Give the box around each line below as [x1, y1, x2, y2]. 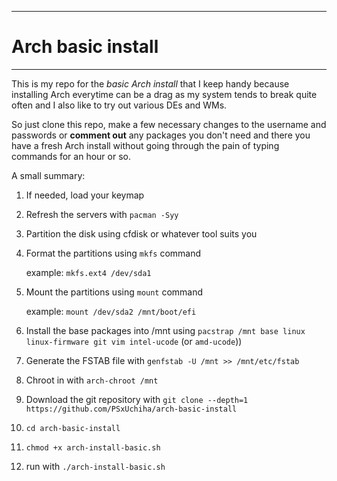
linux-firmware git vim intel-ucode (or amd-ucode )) [25, 335, 243, 347]
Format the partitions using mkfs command [25, 247, 202, 259]
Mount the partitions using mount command [25, 286, 204, 298]
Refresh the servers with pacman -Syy [25, 208, 179, 220]
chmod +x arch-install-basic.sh [25, 442, 161, 453]
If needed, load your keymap [25, 189, 145, 201]
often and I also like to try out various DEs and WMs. [11, 99, 228, 111]
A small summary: [11, 169, 86, 181]
